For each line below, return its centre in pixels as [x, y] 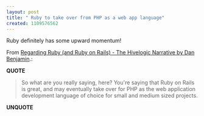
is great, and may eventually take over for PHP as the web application [108, 89]
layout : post [23, 12]
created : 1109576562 [33, 23]
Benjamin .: [19, 59]
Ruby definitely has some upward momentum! [64, 41]
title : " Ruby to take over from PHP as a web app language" [86, 18]
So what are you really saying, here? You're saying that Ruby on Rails [108, 82]
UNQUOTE [20, 107]
